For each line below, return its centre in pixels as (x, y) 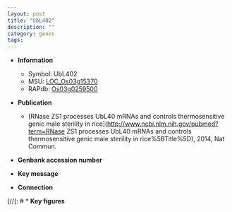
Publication (35, 102)
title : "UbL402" (31, 20)
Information (35, 60)
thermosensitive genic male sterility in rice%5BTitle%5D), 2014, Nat (126, 139)
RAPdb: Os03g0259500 (63, 89)
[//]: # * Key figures (36, 201)
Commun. (42, 146)
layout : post (26, 14)
